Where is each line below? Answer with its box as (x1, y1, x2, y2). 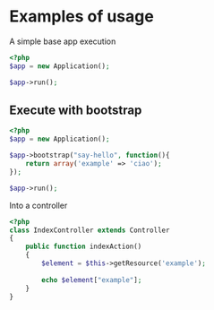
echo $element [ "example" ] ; (41, 275, 142, 284)
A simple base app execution (9, 36, 116, 47)
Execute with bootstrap (9, 102, 142, 117)
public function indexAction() (25, 242, 142, 252)
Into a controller (9, 200, 68, 211)
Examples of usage (9, 6, 154, 27)
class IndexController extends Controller (9, 226, 170, 235)
